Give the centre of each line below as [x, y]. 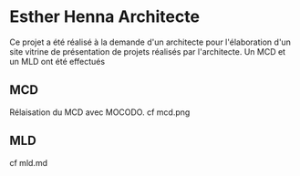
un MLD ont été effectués [57, 61]
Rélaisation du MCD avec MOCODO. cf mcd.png [100, 112]
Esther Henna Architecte [105, 17]
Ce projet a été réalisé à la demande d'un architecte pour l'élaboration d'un [150, 42]
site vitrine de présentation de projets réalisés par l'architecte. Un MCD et [147, 51]
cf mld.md [29, 162]
